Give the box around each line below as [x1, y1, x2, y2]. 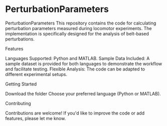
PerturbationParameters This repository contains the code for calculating [5, 20, 156, 26]
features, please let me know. [5, 115, 66, 121]
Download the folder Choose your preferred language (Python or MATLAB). [5, 90, 161, 96]
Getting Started [5, 81, 37, 87]
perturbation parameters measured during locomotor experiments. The [5, 25, 152, 31]
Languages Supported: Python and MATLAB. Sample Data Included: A [5, 55, 150, 61]
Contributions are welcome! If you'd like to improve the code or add [5, 110, 145, 116]
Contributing [5, 100, 31, 106]
